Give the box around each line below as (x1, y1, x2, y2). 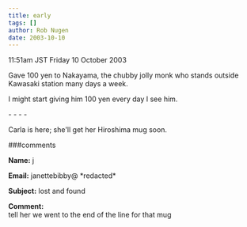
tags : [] (8, 19, 37, 27)
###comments (8, 140, 56, 150)
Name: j (8, 156, 34, 165)
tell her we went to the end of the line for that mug (8, 210, 172, 220)
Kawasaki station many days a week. (8, 79, 128, 89)
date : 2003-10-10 (8, 33, 66, 42)
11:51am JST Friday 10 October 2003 (8, 55, 127, 65)
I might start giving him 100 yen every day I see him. (8, 94, 178, 104)
